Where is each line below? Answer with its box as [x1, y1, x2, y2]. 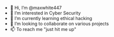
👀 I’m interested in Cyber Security [10, 10, 81, 16]
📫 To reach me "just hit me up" [10, 26, 76, 32]
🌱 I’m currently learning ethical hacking [10, 15, 93, 21]
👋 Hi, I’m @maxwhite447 [10, 5, 62, 10]
